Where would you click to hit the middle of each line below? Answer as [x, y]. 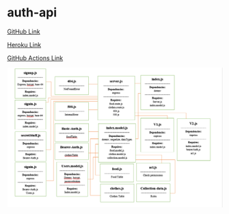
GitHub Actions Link [35, 58]
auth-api [32, 13]
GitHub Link [24, 31]
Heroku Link [24, 44]
